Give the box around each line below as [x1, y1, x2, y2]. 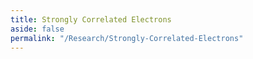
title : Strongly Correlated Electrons [10, 14, 172, 25]
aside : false [10, 24, 65, 34]
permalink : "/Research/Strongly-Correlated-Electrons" [10, 33, 244, 43]
